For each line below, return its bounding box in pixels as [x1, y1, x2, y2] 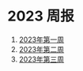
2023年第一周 [18, 35, 65, 44]
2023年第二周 [18, 44, 65, 54]
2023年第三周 [18, 54, 65, 64]
